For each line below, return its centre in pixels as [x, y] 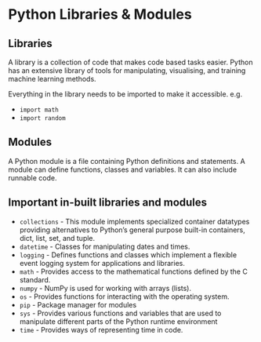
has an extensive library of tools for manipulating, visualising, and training [127, 71]
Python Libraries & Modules [100, 15]
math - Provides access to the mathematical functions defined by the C [134, 271]
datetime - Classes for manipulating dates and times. [105, 246]
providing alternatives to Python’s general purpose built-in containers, [132, 230]
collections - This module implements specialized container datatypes [134, 221]
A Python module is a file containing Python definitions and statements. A [127, 161]
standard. [35, 279]
